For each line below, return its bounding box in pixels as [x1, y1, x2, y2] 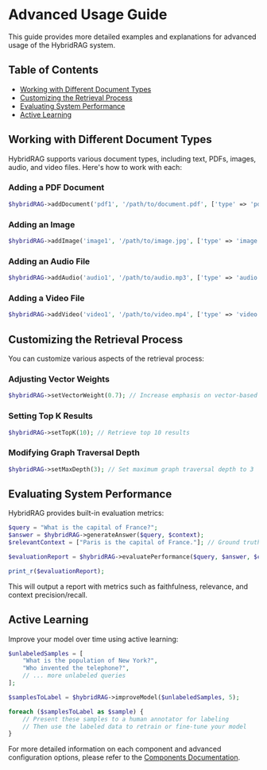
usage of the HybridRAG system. [8, 40, 116, 49]
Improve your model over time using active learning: [8, 634, 179, 644]
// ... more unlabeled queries [22, 671, 126, 680]
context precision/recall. [8, 590, 88, 599]
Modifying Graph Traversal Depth [8, 447, 141, 459]
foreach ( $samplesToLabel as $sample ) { [8, 707, 145, 716]
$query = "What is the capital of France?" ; [8, 524, 158, 532]
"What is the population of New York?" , [22, 657, 158, 665]
